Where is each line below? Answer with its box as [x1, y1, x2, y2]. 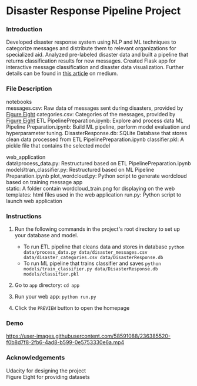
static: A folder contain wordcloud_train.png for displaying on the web [6, 185, 175, 192]
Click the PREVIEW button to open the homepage [14, 305, 130, 312]
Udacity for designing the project [6, 367, 86, 374]
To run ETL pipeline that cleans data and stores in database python [23, 243, 185, 250]
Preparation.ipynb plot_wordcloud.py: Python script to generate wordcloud [6, 172, 187, 179]
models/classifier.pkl [23, 271, 79, 277]
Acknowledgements [6, 354, 65, 362]
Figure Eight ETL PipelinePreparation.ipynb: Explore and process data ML [6, 117, 183, 124]
